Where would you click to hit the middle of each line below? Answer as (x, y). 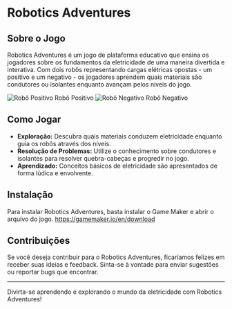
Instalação (30, 195)
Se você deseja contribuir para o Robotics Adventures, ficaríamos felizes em (116, 257)
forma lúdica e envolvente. (55, 173)
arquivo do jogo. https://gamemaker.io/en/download (81, 219)
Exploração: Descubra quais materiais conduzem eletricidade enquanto (119, 136)
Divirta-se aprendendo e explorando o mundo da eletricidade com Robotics (115, 292)
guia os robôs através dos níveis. (64, 143)
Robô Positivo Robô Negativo (122, 98)
